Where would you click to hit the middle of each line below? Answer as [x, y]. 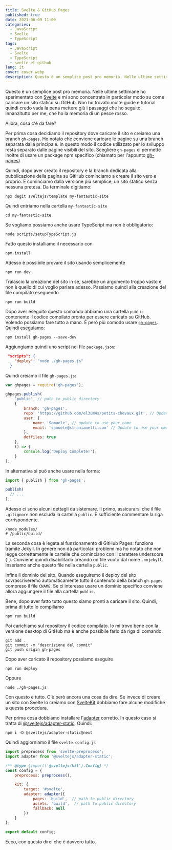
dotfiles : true [40, 437]
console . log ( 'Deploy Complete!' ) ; [60, 451]
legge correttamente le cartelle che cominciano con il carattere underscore [84, 554]
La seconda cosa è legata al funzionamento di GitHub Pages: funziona [79, 543]
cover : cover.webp [25, 72]
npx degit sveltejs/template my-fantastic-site [57, 196]
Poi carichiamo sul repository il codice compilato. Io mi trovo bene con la [82, 626]
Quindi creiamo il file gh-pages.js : [41, 375]
